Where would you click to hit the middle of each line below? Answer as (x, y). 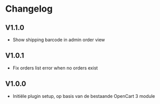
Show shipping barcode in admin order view (59, 40)
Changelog (29, 9)
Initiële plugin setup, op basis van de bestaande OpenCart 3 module (84, 96)
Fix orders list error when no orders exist (55, 68)
